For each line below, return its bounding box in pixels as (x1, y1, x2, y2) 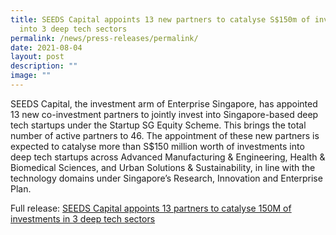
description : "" (10, 61, 78, 71)
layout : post (10, 52, 65, 62)
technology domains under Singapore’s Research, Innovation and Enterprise (10, 172, 323, 184)
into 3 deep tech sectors (19, 24, 128, 34)
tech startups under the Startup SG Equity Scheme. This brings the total (10, 119, 307, 131)
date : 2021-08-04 (10, 42, 83, 53)
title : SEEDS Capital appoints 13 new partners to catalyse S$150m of (10, 14, 311, 25)
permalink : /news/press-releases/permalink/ (10, 33, 199, 43)
